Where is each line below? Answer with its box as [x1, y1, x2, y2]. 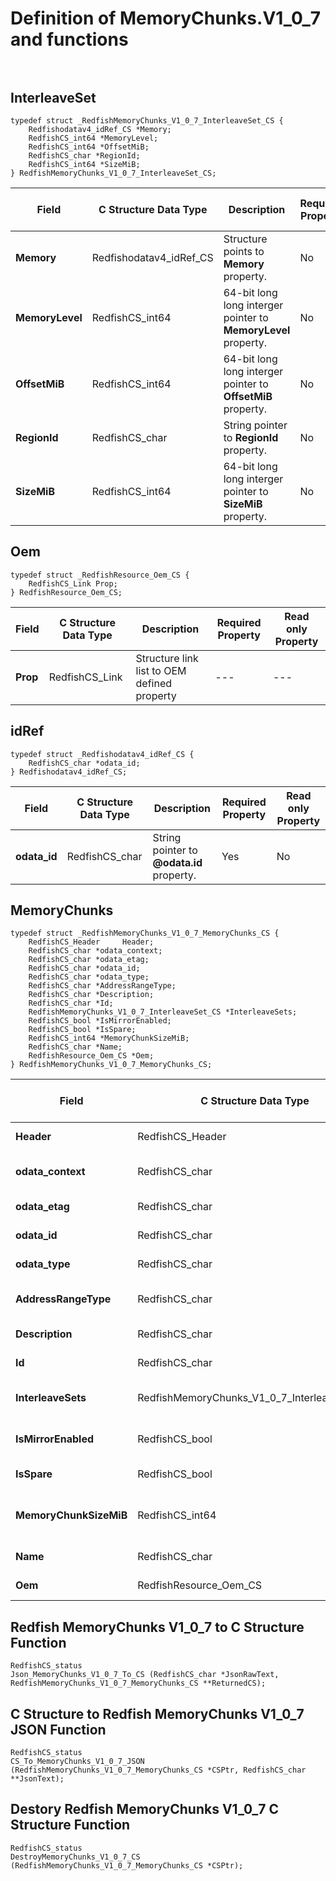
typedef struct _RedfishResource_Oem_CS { [10, 570, 190, 580]
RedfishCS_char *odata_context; [28, 946, 163, 956]
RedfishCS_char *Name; [28, 1042, 123, 1052]
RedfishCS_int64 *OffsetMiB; [28, 142, 150, 152]
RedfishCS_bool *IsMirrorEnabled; [28, 1016, 172, 1026]
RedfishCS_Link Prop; [28, 578, 118, 589]
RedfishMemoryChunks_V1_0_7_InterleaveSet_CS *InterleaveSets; [28, 1007, 298, 1017]
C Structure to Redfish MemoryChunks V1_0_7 [10, 1705, 305, 1722]
